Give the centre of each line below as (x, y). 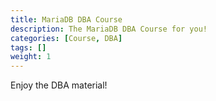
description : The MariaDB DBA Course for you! (109, 29)
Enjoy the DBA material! (59, 85)
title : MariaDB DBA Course (66, 19)
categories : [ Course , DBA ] (66, 38)
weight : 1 (31, 57)
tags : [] (28, 47)
